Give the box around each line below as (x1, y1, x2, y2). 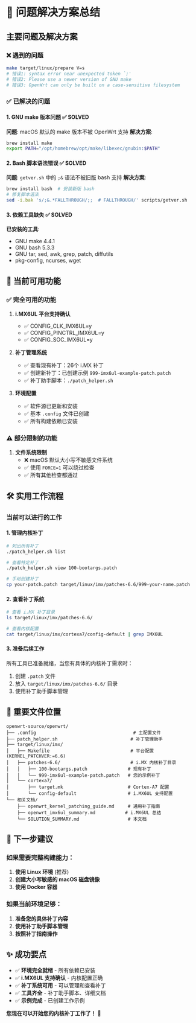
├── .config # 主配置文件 (6, 730, 162, 736)
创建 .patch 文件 (14, 672, 56, 680)
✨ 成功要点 (6, 949, 47, 960)
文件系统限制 (14, 449, 47, 456)
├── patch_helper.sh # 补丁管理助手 (6, 736, 163, 742)
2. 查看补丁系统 (6, 595, 45, 602)
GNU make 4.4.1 (14, 238, 55, 245)
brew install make (6, 140, 52, 146)
